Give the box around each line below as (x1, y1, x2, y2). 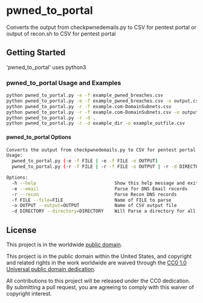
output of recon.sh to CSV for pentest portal (6, 30, 116, 37)
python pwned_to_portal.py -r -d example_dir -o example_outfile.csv (6, 120, 185, 127)
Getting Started (6, 48, 66, 58)
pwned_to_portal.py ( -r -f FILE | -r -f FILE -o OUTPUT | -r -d (11, 164, 177, 170)
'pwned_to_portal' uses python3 (6, 63, 86, 71)
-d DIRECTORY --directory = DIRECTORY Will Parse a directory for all (11, 208, 196, 214)
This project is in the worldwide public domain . (6, 241, 123, 248)
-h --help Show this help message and (11, 180, 185, 186)
